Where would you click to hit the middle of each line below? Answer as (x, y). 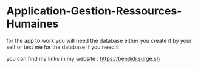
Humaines (32, 24)
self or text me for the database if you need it (63, 47)
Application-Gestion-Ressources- (94, 11)
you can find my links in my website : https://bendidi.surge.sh (83, 58)
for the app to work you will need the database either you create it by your (99, 40)
